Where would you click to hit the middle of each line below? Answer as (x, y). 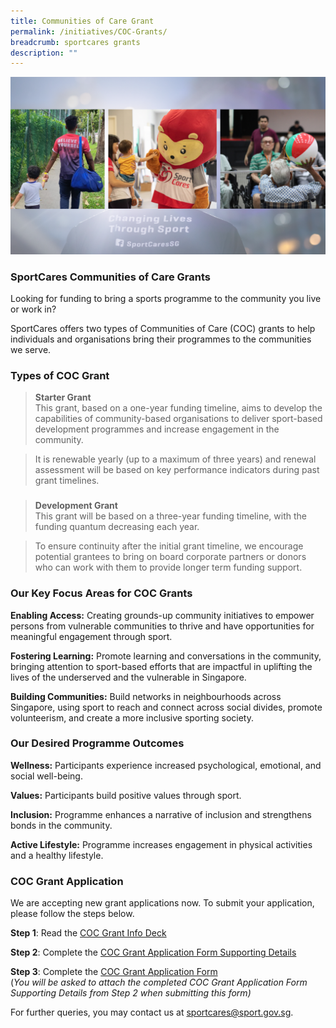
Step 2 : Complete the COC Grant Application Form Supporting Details (153, 952)
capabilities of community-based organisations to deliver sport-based (178, 419)
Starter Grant (63, 397)
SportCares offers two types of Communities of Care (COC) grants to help (163, 329)
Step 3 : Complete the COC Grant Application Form (114, 972)
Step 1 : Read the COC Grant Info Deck (88, 933)
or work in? (33, 309)
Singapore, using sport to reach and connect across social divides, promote (166, 707)
